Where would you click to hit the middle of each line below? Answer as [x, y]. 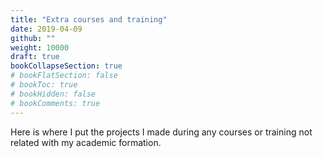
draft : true [35, 57]
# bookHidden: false [53, 94]
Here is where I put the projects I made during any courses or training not [161, 132]
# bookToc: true [44, 85]
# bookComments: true [55, 103]
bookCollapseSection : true [66, 66]
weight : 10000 [40, 47]
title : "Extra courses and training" [89, 19]
